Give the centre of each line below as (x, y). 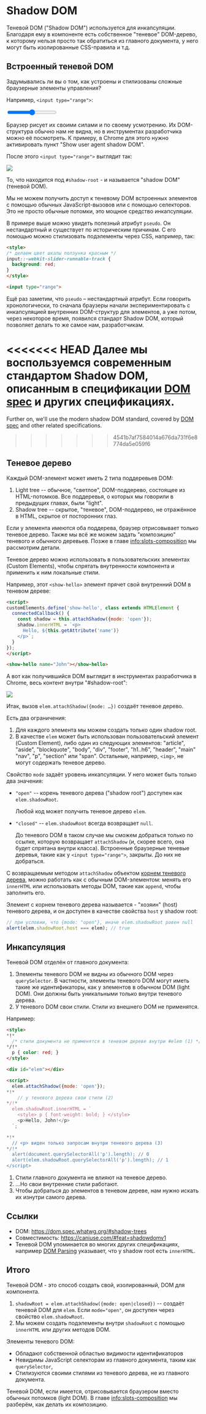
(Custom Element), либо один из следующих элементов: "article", (100, 743)
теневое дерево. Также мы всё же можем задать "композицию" (91, 534)
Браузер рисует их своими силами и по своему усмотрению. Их (91, 125)
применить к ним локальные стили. (53, 572)
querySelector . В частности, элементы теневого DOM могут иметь (102, 980)
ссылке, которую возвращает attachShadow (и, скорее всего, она (100, 842)
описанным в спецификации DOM (98, 389)
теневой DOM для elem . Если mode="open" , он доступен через (95, 1310)
